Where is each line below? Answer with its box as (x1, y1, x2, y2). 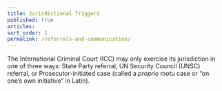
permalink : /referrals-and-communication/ (7, 36, 131, 43)
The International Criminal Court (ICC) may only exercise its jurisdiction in (7, 54, 216, 63)
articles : (7, 23, 36, 30)
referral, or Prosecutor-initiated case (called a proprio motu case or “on (7, 70, 210, 78)
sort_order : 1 (7, 29, 48, 37)
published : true (7, 17, 54, 23)
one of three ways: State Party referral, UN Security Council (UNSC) (7, 62, 201, 70)
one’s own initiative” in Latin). (7, 77, 90, 85)
